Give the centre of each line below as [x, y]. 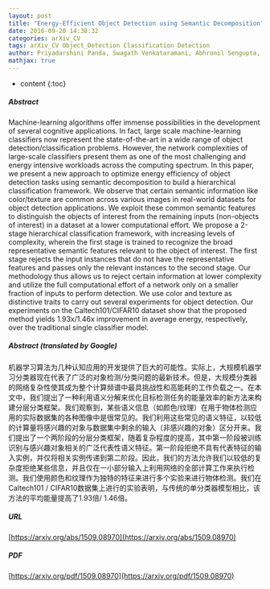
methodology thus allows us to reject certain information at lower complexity [135, 276]
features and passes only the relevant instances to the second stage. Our [130, 267]
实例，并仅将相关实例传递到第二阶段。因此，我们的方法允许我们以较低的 [135, 457]
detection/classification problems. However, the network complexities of [128, 148]
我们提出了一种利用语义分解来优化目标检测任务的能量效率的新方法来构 [145, 397]
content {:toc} [43, 83]
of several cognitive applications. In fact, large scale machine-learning [125, 130]
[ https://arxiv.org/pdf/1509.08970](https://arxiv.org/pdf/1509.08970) [121, 575]
